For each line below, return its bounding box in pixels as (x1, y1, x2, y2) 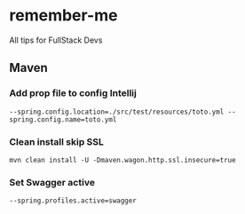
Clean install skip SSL (9, 135, 105, 147)
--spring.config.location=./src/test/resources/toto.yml (9, 107, 225, 116)
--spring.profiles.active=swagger (9, 196, 138, 205)
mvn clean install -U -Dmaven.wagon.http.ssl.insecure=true (9, 155, 237, 164)
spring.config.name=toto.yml (9, 115, 117, 124)
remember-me (9, 5, 118, 26)
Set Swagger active (9, 176, 96, 188)
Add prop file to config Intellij (9, 87, 138, 99)
